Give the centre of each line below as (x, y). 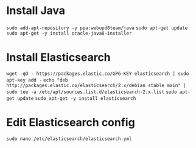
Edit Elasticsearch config (71, 123)
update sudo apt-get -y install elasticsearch (77, 98)
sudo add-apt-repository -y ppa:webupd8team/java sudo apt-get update (97, 28)
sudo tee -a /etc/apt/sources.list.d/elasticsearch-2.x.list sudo (92, 92)
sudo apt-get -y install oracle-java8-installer (69, 33)
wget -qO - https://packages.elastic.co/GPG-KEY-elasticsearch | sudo (98, 74)
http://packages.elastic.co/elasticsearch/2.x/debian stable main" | (96, 85)
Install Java (36, 11)
